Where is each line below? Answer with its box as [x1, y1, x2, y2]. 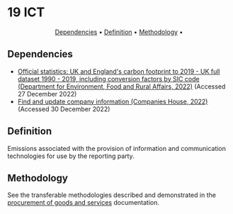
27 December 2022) [17, 89, 77, 98]
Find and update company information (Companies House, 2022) [17, 97, 208, 106]
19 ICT [7, 4, 45, 21]
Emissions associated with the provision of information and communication [7, 144, 227, 152]
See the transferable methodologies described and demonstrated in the [7, 191, 216, 199]
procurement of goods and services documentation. [7, 198, 160, 207]
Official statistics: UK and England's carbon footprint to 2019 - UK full [17, 67, 220, 75]
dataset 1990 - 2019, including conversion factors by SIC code [17, 74, 200, 83]
